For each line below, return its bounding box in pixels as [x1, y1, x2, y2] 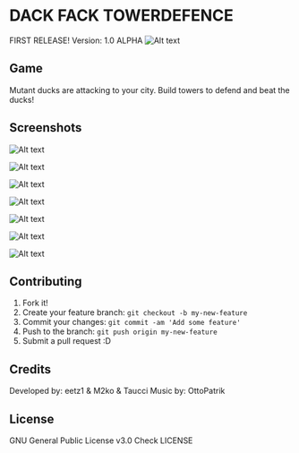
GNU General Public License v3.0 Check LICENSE [9, 435, 193, 446]
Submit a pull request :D [21, 336, 112, 346]
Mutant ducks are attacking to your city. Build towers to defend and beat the [9, 84, 291, 95]
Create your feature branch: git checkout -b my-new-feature [21, 307, 248, 318]
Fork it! [21, 297, 49, 309]
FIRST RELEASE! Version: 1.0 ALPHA [9, 35, 143, 46]
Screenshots [9, 120, 82, 135]
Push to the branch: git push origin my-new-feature [21, 326, 218, 337]
